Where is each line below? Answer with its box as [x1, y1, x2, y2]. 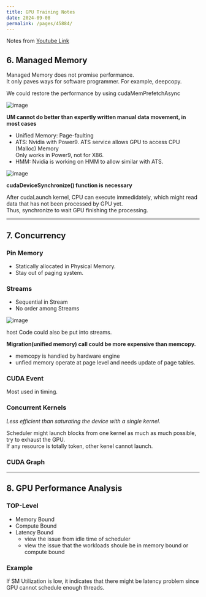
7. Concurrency [6, 230, 66, 241]
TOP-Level [6, 501, 39, 510]
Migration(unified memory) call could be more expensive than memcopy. [6, 341, 196, 348]
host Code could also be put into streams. [6, 329, 112, 336]
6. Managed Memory [6, 55, 88, 65]
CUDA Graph [6, 458, 45, 466]
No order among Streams [15, 305, 80, 312]
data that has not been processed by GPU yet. [6, 200, 123, 207]
